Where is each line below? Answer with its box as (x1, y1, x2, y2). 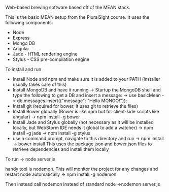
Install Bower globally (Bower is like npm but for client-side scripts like (12, 109, 159, 114)
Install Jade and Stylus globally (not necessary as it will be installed (12, 119, 154, 125)
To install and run (5, 66, 42, 72)
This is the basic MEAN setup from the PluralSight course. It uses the (5, 14, 150, 20)
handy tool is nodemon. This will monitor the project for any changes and (5, 166, 158, 172)
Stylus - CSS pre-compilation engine (12, 56, 90, 62)
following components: (5, 20, 53, 25)
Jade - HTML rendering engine (12, 51, 78, 57)
